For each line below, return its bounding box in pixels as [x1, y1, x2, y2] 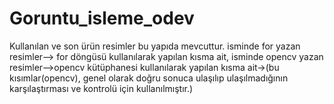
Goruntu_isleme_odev [9, 7, 195, 30]
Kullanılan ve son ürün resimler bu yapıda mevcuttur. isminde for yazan [9, 40, 301, 52]
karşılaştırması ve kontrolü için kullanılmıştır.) [9, 82, 194, 94]
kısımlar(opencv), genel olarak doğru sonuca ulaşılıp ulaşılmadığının [9, 72, 289, 84]
